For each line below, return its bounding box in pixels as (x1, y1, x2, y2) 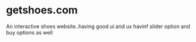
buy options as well (6, 29, 53, 36)
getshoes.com (6, 3, 78, 17)
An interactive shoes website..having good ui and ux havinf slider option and (6, 23, 190, 30)
